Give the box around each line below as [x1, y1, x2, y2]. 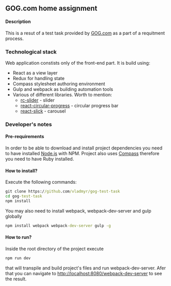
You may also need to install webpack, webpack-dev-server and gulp [5, 207, 152, 214]
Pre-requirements [5, 134, 45, 140]
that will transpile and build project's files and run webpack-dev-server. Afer [5, 264, 166, 271]
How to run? [5, 234, 32, 240]
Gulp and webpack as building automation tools [12, 86, 114, 92]
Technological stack [5, 48, 57, 55]
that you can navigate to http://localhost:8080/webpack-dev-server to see [5, 270, 162, 276]
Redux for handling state [12, 75, 65, 81]
